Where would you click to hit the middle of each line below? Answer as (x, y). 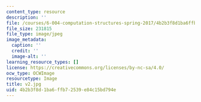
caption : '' (27, 46)
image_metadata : (26, 40)
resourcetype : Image (32, 79)
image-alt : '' (29, 56)
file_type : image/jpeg (34, 34)
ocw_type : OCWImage (31, 73)
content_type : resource (36, 12)
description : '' (26, 17)
